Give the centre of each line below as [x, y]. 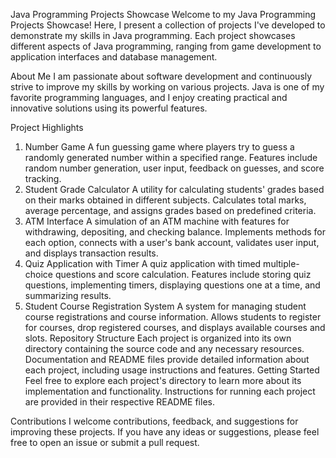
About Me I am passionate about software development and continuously [161, 76]
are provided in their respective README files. [119, 402]
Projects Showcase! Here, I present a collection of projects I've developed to [168, 25]
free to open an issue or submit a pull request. [105, 442]
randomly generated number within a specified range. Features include [171, 157]
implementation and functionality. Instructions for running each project [170, 391]
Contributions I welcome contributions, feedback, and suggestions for [154, 421]
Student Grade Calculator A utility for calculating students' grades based [174, 189]
